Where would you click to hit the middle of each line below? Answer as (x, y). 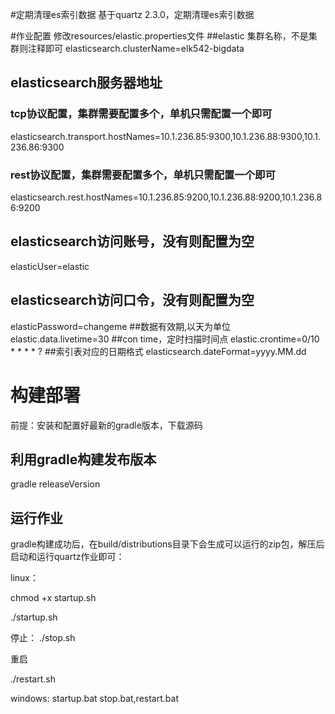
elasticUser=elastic (50, 266)
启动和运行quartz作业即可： (67, 557)
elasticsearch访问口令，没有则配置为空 (132, 300)
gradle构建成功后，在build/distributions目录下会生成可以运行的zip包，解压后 (167, 544)
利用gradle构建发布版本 (83, 459)
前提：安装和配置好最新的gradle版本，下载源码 (106, 425)
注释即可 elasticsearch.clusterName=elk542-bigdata (136, 48)
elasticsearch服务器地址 (86, 83)
